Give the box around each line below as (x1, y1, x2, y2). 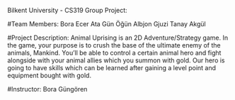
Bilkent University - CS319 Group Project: (7, 6, 127, 14)
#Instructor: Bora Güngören (7, 85, 88, 93)
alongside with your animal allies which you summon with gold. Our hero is (7, 56, 225, 65)
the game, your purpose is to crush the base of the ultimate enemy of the (7, 41, 221, 49)
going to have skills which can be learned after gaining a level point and (7, 64, 217, 72)
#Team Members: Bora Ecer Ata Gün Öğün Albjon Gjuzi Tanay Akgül (7, 20, 207, 28)
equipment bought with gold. (7, 71, 92, 79)
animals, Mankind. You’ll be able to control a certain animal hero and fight (7, 49, 222, 57)
